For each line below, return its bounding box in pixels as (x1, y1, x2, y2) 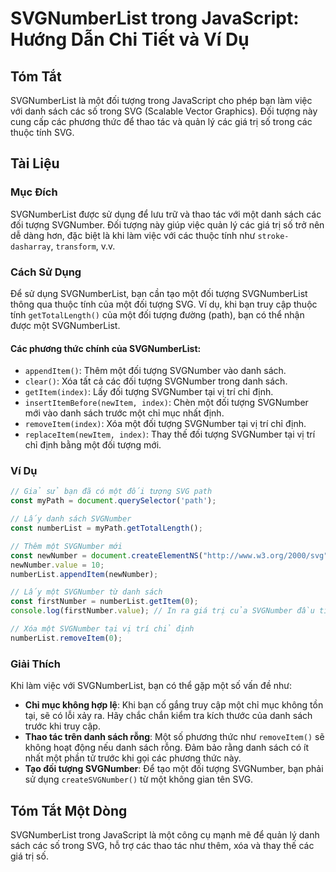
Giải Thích (10, 657, 61, 671)
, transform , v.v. (50, 240, 116, 252)
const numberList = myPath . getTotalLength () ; (10, 523, 203, 534)
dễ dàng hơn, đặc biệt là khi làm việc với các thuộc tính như (10, 229, 256, 241)
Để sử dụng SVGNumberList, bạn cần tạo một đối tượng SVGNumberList (10, 287, 308, 299)
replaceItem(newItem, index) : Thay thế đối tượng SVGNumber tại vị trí (24, 428, 316, 441)
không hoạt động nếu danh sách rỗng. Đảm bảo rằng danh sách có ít (24, 742, 310, 754)
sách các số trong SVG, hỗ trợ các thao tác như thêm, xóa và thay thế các (10, 839, 315, 851)
